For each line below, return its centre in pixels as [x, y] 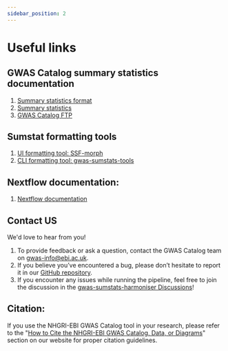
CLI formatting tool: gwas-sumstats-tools [75, 161]
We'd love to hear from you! [46, 237]
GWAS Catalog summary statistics [83, 73]
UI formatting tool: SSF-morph [60, 153]
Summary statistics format [54, 100]
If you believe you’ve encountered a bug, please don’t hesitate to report [119, 265]
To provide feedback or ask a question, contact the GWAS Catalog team [119, 251]
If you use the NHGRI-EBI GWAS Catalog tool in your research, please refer [114, 325]
